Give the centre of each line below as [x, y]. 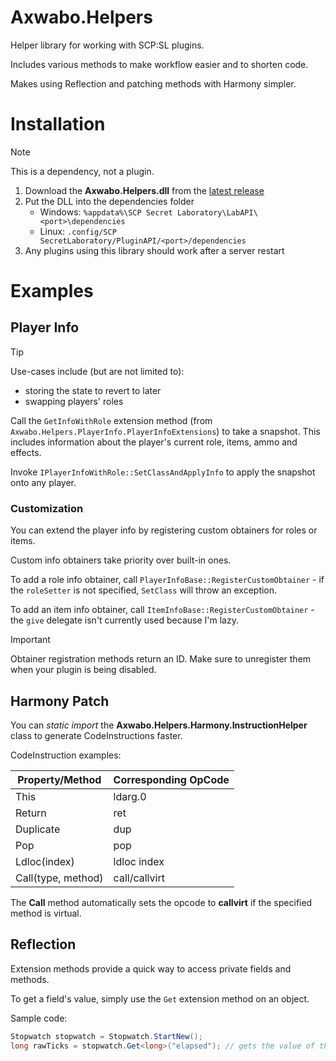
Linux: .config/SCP [78, 231]
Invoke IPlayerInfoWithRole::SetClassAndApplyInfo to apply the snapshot [163, 472]
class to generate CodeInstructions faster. [96, 735]
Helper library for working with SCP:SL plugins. [107, 45]
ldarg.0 [130, 796]
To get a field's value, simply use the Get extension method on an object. [160, 998]
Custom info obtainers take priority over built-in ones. [121, 560]
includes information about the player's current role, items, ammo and [154, 442]
